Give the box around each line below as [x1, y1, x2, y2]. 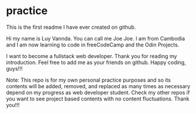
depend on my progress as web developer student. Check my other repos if [6, 89, 190, 96]
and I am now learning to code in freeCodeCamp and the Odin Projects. [6, 41, 180, 48]
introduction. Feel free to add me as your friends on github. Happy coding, [6, 59, 187, 66]
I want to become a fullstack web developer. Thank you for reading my [6, 52, 178, 59]
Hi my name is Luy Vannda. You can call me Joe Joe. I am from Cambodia [6, 35, 185, 42]
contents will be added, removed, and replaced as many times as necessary [6, 82, 191, 89]
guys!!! [6, 65, 23, 72]
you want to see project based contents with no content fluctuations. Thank [6, 95, 190, 102]
